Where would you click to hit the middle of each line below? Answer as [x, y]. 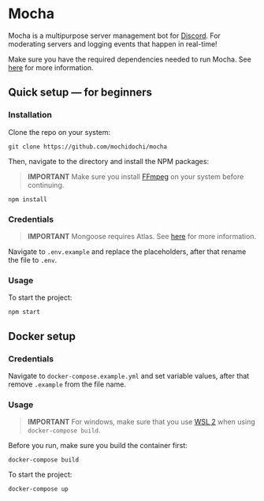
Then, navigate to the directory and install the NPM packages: [109, 161]
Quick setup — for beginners [80, 93]
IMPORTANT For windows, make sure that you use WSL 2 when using [141, 422]
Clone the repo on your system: [59, 132]
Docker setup [42, 336]
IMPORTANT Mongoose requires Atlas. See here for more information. [142, 236]
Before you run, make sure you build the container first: [98, 446]
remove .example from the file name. [67, 384]
